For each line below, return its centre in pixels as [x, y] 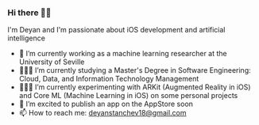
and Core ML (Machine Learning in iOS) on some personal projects [128, 96]
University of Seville [52, 62]
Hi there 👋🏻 [29, 13]
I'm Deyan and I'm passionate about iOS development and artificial [116, 30]
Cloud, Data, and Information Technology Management [109, 79]
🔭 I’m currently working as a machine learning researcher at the [123, 54]
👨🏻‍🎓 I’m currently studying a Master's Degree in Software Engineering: [135, 70]
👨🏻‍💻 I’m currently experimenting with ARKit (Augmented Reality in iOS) [135, 87]
